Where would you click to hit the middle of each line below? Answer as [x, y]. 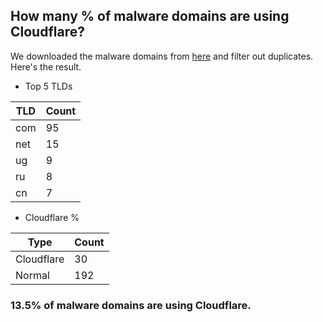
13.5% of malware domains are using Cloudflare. [131, 305]
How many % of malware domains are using [150, 16]
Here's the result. [46, 66]
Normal [32, 275]
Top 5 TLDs [48, 86]
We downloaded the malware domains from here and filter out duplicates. [162, 56]
